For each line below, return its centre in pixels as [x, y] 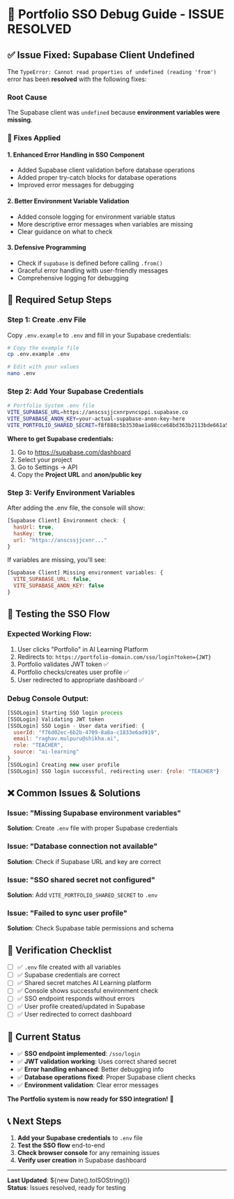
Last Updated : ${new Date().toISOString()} [69, 1180]
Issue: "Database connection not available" [83, 847]
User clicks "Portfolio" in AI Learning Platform [83, 649]
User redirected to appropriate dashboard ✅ [80, 680]
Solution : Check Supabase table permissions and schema [91, 928]
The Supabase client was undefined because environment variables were [114, 113]
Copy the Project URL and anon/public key [79, 474]
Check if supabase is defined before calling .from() [90, 263]
